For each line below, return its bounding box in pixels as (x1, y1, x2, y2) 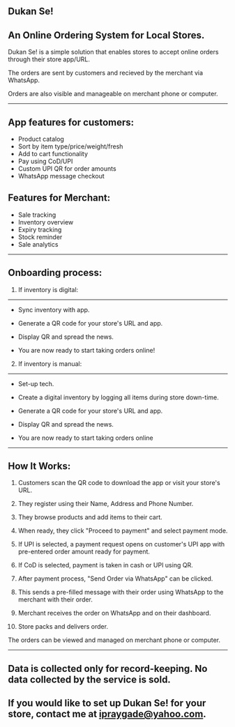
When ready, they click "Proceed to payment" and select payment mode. (17, 526, 228, 535)
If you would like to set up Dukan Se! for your (8, 697, 206, 710)
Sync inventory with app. (17, 305, 90, 314)
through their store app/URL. (8, 55, 90, 63)
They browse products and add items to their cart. (17, 513, 162, 521)
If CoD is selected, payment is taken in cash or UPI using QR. (17, 561, 194, 569)
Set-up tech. (17, 379, 54, 388)
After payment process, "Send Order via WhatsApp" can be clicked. (17, 574, 213, 583)
